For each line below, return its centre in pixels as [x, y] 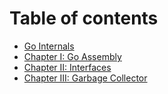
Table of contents [84, 18]
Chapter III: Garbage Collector [85, 78]
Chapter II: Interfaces [67, 67]
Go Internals [49, 46]
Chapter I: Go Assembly [72, 56]
